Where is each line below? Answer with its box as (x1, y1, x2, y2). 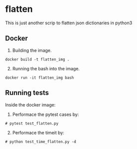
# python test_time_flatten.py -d (5, 139, 77, 144)
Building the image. (12, 47, 52, 53)
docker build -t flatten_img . (5, 57, 70, 62)
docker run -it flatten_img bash (5, 75, 74, 80)
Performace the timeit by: (12, 130, 64, 136)
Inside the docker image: (5, 101, 56, 107)
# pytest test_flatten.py (5, 121, 58, 126)
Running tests (5, 89, 49, 97)
